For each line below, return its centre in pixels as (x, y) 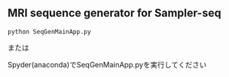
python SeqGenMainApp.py (49, 31)
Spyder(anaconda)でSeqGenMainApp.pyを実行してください (107, 64)
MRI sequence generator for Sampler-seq (114, 13)
